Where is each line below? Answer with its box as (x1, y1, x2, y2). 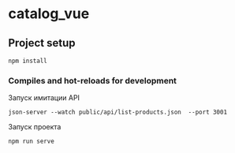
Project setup (8, 36, 76, 50)
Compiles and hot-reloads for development (8, 75, 177, 86)
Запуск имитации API (8, 93, 80, 103)
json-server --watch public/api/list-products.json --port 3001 (8, 108, 227, 117)
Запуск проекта (8, 122, 62, 132)
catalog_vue (8, 5, 90, 23)
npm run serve (8, 137, 55, 146)
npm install (8, 57, 47, 65)
